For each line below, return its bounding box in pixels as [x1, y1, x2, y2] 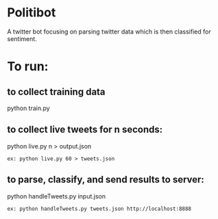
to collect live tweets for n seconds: [7, 124, 163, 136]
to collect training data [7, 86, 106, 97]
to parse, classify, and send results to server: [7, 174, 204, 185]
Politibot [7, 5, 56, 21]
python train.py [7, 104, 50, 112]
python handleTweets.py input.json [7, 192, 106, 200]
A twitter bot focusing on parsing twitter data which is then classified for [7, 27, 211, 36]
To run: [7, 59, 49, 75]
